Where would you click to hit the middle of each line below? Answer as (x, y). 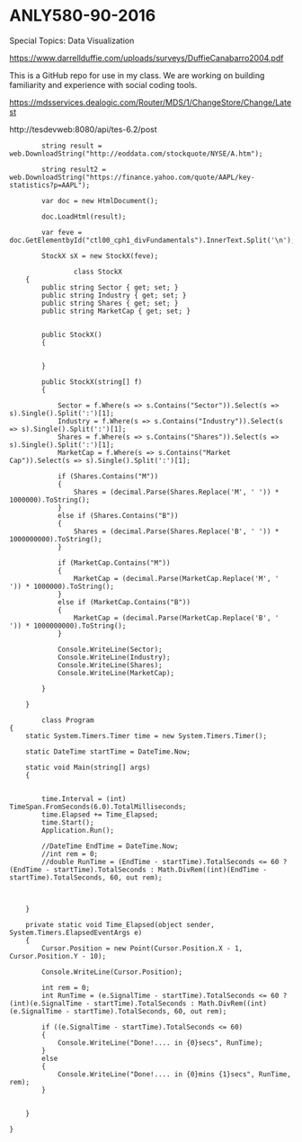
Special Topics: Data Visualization (72, 40)
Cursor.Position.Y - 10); (58, 956)
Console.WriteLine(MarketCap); (116, 673)
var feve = (62, 232)
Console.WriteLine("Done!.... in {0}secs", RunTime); (160, 1043)
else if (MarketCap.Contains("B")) (124, 602)
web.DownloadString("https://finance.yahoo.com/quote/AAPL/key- (132, 177)
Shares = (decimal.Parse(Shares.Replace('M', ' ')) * (176, 492)
